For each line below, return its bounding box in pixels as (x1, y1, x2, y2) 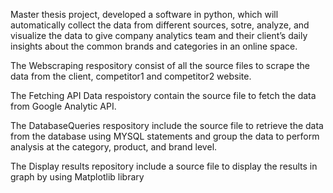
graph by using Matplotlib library (10, 171, 145, 183)
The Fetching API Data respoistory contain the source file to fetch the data (10, 90, 317, 101)
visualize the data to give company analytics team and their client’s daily (10, 30, 308, 41)
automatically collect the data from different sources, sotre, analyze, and (10, 19, 310, 31)
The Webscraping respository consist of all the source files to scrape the (10, 60, 311, 71)
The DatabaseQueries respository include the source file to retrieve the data (10, 120, 324, 131)
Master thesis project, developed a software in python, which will (10, 9, 279, 20)
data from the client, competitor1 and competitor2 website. (10, 70, 252, 82)
